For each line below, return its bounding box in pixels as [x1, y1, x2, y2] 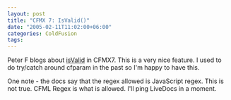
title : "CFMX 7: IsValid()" [7, 17, 90, 24]
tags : [7, 37, 23, 44]
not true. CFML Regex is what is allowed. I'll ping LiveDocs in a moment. [7, 85, 217, 93]
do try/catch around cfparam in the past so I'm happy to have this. [7, 63, 200, 72]
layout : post [7, 10, 46, 18]
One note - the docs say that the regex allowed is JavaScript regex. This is [7, 77, 224, 85]
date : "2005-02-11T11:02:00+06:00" [7, 23, 112, 30]
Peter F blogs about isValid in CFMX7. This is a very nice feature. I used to [7, 56, 222, 64]
